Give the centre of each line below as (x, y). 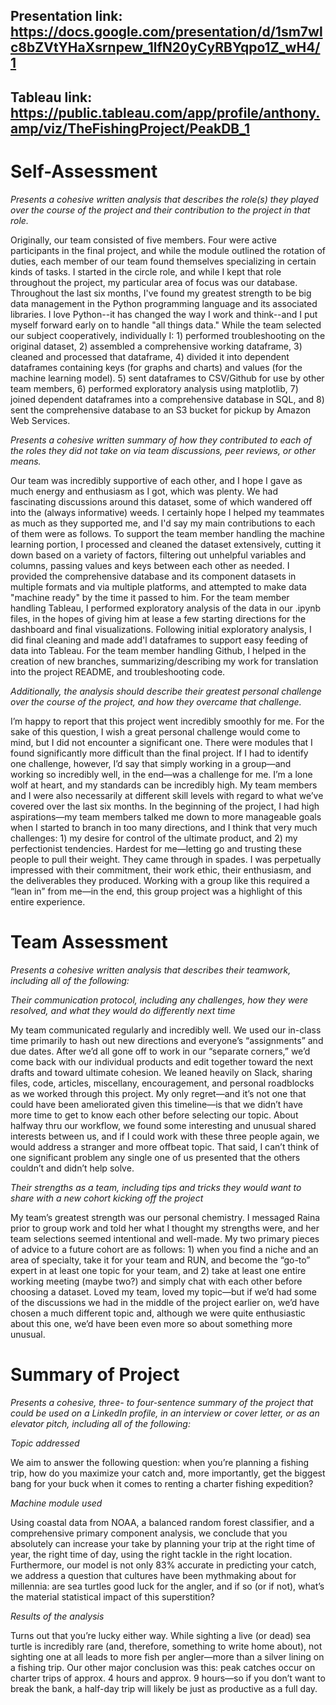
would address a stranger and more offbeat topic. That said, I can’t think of (165, 1146)
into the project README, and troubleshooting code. (118, 671)
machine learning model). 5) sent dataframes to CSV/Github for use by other (167, 378)
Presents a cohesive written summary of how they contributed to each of (161, 440)
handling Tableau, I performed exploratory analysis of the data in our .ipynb (166, 608)
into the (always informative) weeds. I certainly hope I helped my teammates (167, 512)
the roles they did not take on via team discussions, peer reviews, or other (163, 450)
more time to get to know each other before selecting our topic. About (154, 1115)
